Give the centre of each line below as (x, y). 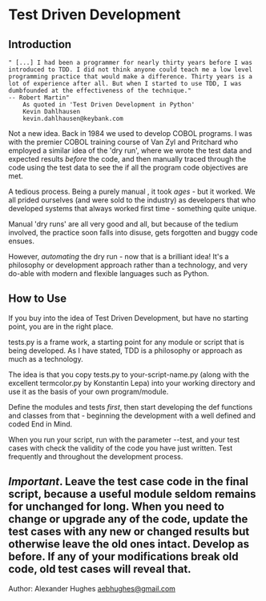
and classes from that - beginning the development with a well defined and (132, 415)
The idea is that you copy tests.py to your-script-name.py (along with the (129, 375)
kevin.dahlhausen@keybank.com (73, 118)
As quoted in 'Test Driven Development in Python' (109, 105)
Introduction (40, 44)
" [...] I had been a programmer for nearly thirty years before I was (130, 62)
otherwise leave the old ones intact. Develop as (129, 545)
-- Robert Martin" (39, 98)
